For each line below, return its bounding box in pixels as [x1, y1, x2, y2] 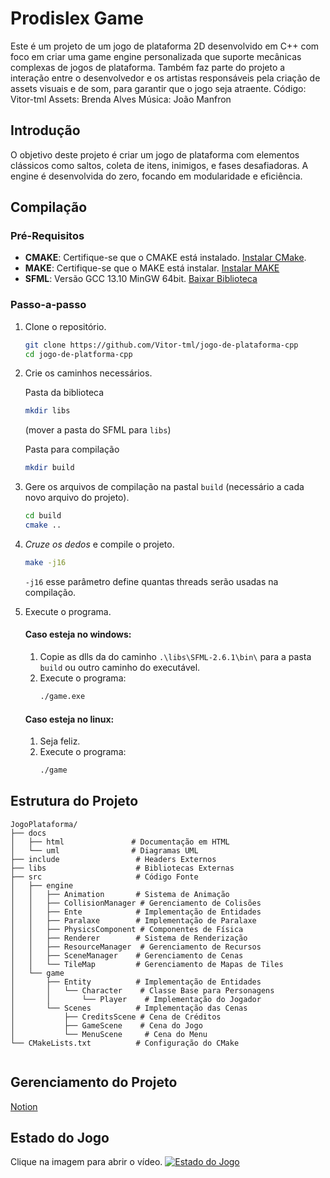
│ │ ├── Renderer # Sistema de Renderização [10, 933, 248, 943]
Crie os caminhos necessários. [24, 367, 153, 379]
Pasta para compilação [24, 443, 120, 456]
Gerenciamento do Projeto [10, 1074, 178, 1091]
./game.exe [39, 692, 86, 702]
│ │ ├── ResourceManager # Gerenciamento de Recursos [10, 942, 262, 952]
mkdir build [24, 463, 75, 473]
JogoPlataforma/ [10, 819, 78, 829]
